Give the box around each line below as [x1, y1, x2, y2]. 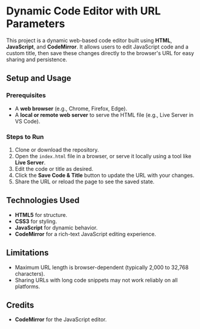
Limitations [6, 247, 49, 258]
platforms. [14, 283, 41, 290]
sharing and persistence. [6, 56, 67, 63]
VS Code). [14, 117, 41, 125]
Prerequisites [6, 91, 46, 99]
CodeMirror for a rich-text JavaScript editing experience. [14, 230, 156, 237]
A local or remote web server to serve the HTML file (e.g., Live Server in [14, 111, 194, 118]
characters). [14, 270, 45, 277]
